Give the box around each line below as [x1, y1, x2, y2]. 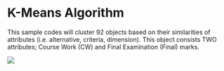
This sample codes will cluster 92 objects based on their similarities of [7, 28, 211, 36]
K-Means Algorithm [7, 5, 124, 21]
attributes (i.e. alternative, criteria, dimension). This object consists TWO [7, 35, 218, 43]
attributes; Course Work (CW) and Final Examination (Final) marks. [7, 42, 200, 51]
